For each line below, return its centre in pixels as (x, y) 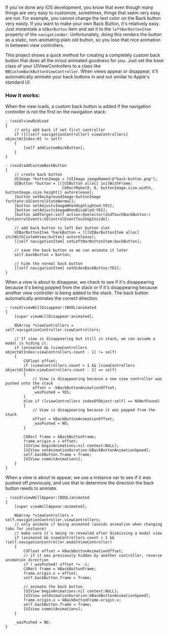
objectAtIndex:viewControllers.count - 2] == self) (61, 370)
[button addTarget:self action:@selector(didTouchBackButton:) (83, 215)
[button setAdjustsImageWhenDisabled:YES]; (61, 210)
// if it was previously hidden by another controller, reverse (93, 556)
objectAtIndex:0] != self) (34, 139)
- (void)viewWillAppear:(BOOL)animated (47, 498)
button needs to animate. (31, 488)
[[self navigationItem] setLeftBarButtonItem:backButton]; (78, 241)
